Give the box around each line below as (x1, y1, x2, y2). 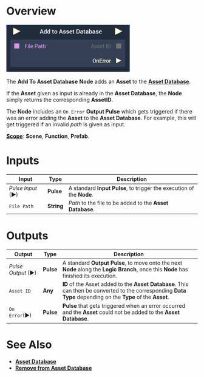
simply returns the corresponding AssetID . (6, 96, 114, 103)
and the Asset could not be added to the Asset (63, 308, 180, 316)
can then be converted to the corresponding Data (63, 287, 186, 294)
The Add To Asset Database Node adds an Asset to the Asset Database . (6, 78, 191, 85)
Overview (6, 4, 56, 18)
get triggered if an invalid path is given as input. (6, 120, 126, 128)
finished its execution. (63, 272, 117, 280)
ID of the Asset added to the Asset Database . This (63, 280, 189, 288)
